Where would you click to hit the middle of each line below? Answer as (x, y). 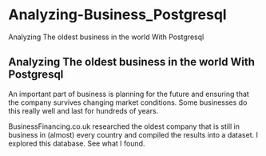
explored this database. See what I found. (77, 143)
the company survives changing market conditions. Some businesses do (128, 102)
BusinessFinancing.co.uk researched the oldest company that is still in (124, 126)
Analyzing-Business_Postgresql (117, 15)
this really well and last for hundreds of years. (83, 110)
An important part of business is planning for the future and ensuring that (129, 94)
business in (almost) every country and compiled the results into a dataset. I (133, 134)
